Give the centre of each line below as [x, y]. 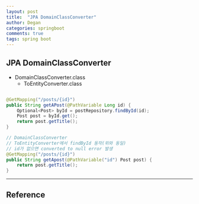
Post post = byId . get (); [47, 116]
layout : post [22, 12]
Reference [26, 195]
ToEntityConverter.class [53, 83]
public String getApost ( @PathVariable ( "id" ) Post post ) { [79, 160]
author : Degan [24, 22]
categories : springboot [36, 28]
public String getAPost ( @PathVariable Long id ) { [69, 105]
